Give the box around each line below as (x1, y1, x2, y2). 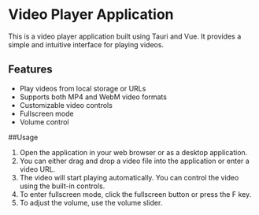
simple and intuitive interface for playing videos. (8, 39, 164, 49)
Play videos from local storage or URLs (19, 83, 146, 93)
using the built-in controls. (19, 181, 105, 191)
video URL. (19, 164, 56, 174)
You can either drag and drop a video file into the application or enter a (19, 156, 250, 165)
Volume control (19, 117, 69, 127)
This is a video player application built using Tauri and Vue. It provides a (8, 32, 242, 41)
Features (8, 63, 53, 76)
